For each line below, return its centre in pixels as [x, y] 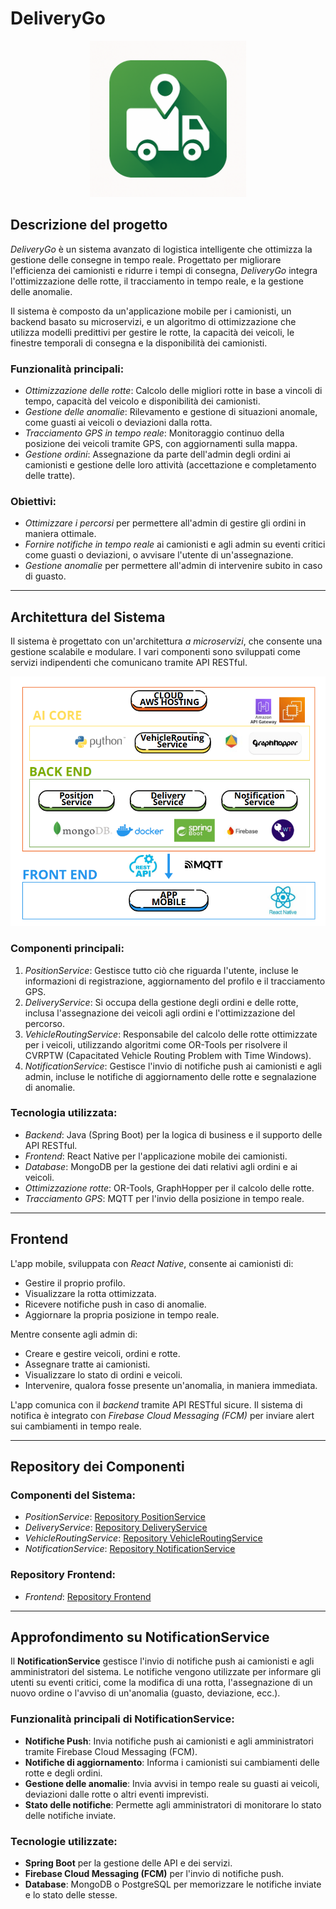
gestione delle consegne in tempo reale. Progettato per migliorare [146, 259]
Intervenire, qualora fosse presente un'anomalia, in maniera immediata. [171, 1385]
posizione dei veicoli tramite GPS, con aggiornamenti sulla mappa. [161, 444]
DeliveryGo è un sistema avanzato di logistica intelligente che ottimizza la [161, 249]
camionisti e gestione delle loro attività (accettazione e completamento [170, 465]
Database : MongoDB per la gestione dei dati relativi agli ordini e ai [161, 1166]
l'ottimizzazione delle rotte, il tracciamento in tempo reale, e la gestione [157, 281]
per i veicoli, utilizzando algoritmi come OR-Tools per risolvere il [156, 1044]
